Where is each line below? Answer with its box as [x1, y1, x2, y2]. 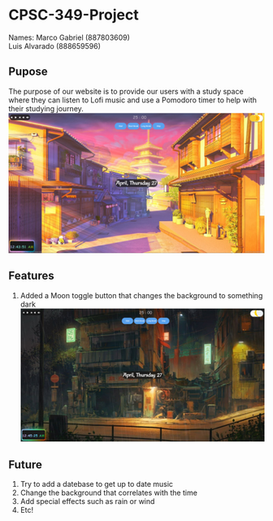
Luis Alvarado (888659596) [8, 41, 102, 50]
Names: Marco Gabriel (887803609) [8, 33, 130, 42]
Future [8, 458, 43, 471]
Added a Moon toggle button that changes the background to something [19, 290, 263, 300]
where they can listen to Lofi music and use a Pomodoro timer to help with [8, 95, 258, 105]
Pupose [8, 65, 49, 79]
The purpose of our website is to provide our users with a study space [8, 86, 244, 96]
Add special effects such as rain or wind [19, 497, 155, 506]
